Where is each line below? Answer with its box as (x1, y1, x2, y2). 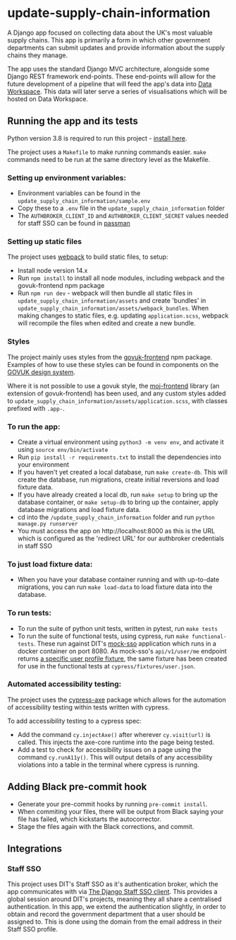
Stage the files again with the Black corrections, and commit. (17, 822, 194, 830)
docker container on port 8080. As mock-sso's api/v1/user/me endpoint (17, 646, 227, 655)
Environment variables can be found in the (17, 189, 141, 197)
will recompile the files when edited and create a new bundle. (17, 319, 196, 327)
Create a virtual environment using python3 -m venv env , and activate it (17, 437, 224, 446)
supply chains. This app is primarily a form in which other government (7, 35, 211, 44)
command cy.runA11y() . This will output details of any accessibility (17, 753, 213, 761)
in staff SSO (17, 541, 53, 550)
